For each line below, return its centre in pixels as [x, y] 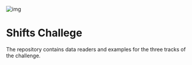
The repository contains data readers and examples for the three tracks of [96, 49]
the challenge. [24, 56]
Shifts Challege [44, 33]
